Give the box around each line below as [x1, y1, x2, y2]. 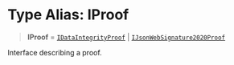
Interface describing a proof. [7, 47, 102, 57]
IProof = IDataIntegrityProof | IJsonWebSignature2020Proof [27, 32, 226, 42]
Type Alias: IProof [7, 6, 129, 24]
